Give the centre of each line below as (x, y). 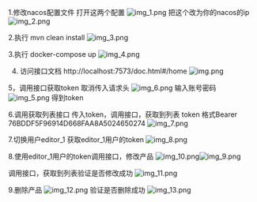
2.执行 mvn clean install (47, 37)
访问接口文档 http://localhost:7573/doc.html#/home (103, 71)
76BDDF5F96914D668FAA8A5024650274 (77, 123)
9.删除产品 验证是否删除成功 (77, 190)
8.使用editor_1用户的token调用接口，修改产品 (81, 156)
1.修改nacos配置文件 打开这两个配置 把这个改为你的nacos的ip (129, 12)
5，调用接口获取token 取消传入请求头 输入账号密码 (112, 88)
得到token (67, 97)
